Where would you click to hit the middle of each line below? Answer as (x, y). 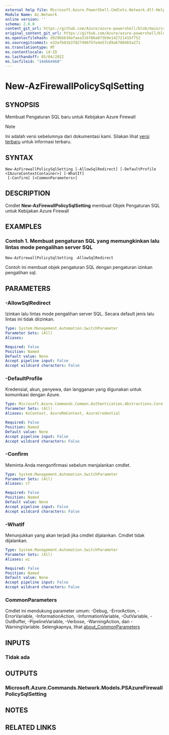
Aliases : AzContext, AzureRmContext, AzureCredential (63, 413)
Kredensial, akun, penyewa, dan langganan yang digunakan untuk (73, 389)
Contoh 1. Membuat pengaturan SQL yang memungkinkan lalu (82, 241)
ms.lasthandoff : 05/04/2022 (35, 57)
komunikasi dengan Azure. (33, 395)
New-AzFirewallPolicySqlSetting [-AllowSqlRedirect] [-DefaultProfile (81, 169)
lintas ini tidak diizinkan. (30, 319)
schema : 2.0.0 (20, 24)
